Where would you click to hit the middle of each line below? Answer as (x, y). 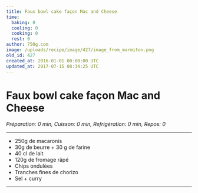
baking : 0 (23, 22)
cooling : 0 (25, 28)
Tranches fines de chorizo (46, 172)
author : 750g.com (27, 45)
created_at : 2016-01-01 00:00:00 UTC (52, 61)
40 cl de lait (29, 154)
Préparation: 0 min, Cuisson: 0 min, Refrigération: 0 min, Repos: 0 (86, 124)
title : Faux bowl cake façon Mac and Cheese (62, 11)
